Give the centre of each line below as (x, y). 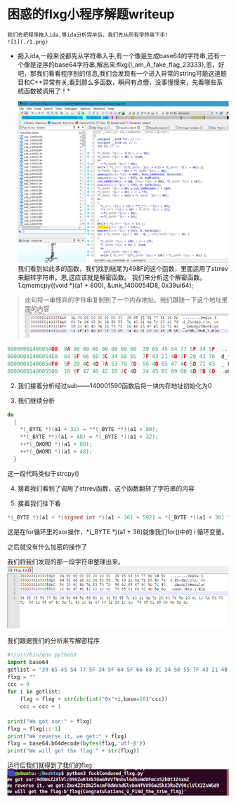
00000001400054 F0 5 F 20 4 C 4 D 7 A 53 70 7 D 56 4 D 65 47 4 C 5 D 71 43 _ (116, 364)
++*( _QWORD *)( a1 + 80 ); (56, 444)
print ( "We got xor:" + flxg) (50, 721)
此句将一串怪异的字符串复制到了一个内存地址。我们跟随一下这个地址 (123, 300)
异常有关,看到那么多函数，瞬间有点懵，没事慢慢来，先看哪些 (130, 82)
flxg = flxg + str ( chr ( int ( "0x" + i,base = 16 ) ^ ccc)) (94, 699)
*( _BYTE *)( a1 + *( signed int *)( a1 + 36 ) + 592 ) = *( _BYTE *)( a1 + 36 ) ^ (119, 517)
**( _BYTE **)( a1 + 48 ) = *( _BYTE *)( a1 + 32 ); (89, 437)
